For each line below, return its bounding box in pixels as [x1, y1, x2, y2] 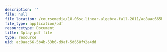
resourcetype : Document [5, 26, 55, 31]
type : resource [5, 35, 37, 40]
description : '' [5, 7, 39, 12]
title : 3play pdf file [5, 30, 52, 35]
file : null [5, 12, 28, 17]
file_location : [5, 16, 37, 21]
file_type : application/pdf [5, 21, 64, 26]
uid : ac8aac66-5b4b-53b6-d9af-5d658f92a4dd [5, 40, 97, 45]
